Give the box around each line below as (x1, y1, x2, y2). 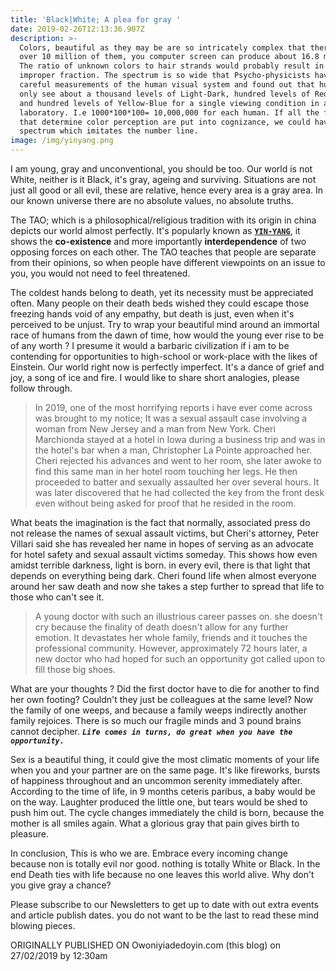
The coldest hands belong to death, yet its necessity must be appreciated (10, 287, 314, 298)
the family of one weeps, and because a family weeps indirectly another (10, 704, 308, 716)
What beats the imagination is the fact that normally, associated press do (10, 517, 311, 528)
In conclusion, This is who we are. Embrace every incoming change (10, 847, 288, 859)
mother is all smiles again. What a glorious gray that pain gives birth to (10, 817, 300, 829)
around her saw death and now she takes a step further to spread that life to (10, 581, 325, 592)
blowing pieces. (10, 920, 76, 931)
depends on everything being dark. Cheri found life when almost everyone (10, 570, 317, 581)
